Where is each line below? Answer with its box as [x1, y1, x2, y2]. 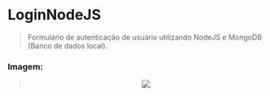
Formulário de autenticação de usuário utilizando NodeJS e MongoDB [27, 32, 262, 42]
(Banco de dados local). [27, 40, 108, 50]
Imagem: [7, 61, 44, 72]
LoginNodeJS [7, 6, 102, 24]
